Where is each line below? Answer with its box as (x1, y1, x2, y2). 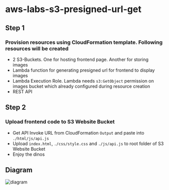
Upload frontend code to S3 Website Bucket (5, 118, 115, 125)
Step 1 (5, 24, 25, 32)
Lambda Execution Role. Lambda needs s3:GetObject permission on (12, 78, 154, 84)
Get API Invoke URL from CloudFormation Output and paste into (12, 130, 145, 136)
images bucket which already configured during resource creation (12, 83, 150, 89)
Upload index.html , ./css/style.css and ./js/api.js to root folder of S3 (12, 140, 164, 147)
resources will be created (5, 45, 69, 52)
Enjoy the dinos (12, 151, 45, 157)
